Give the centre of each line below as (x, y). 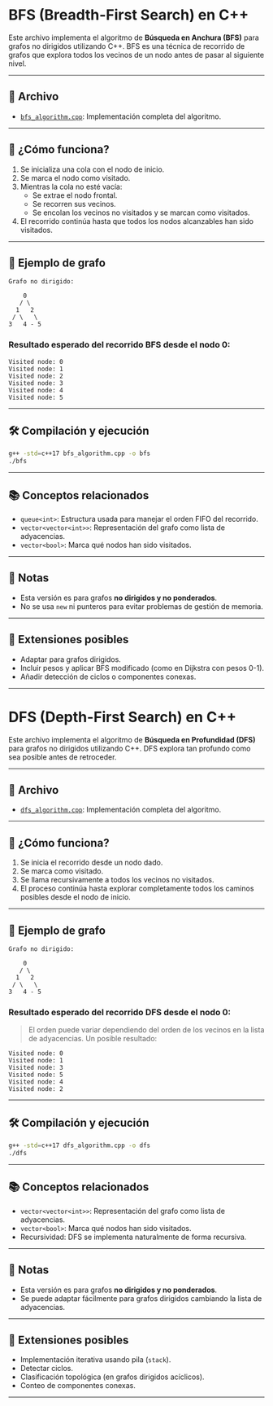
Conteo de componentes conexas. (78, 1386)
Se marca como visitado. (62, 871)
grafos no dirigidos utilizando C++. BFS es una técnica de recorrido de (127, 46)
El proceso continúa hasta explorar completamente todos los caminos (137, 888)
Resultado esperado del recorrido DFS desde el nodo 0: (120, 1012)
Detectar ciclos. (46, 1369)
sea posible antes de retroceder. (63, 757)
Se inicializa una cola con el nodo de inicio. (92, 169)
